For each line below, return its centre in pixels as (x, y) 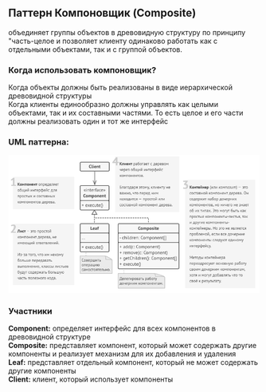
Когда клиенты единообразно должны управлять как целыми (113, 105)
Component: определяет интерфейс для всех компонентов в (112, 329)
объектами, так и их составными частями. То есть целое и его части (126, 113)
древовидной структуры (50, 96)
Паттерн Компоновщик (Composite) (102, 13)
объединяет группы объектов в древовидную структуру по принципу (127, 32)
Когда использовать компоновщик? (82, 69)
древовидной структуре (50, 337)
